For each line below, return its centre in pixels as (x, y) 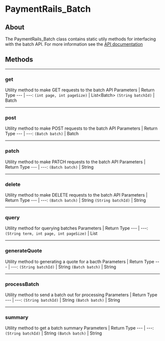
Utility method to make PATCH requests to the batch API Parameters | (75, 162)
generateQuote (24, 251)
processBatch (22, 284)
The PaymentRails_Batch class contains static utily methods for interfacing (81, 39)
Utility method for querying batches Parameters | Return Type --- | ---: (77, 228)
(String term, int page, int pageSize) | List (51, 233)
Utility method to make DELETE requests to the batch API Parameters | (76, 195)
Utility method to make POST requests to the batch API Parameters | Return (82, 128)
